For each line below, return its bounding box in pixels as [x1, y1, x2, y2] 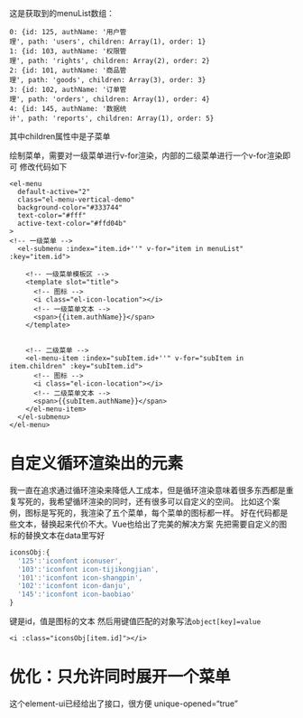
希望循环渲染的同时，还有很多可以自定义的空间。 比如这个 [56, 496, 272, 507]
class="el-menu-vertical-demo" [17, 195, 135, 204]
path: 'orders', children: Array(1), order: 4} [28, 95, 210, 104]
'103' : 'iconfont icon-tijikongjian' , [17, 564, 160, 573]
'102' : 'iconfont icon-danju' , [17, 582, 131, 591]
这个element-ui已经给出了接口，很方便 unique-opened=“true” [9, 698, 239, 709]
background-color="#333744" [17, 203, 124, 212]
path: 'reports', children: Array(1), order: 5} [28, 114, 215, 123]
